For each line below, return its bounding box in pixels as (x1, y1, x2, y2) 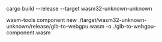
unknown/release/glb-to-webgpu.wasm (6, 23, 105, 30)
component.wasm (6, 29, 51, 36)
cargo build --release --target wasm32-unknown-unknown (6, 5, 152, 12)
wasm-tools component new (6, 17, 77, 23)
